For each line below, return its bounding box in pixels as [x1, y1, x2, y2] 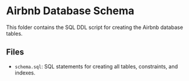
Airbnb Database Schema [6, 4, 135, 18]
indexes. [14, 69, 35, 76]
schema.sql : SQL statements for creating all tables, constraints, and [14, 63, 178, 70]
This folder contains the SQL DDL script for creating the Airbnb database [6, 24, 183, 31]
